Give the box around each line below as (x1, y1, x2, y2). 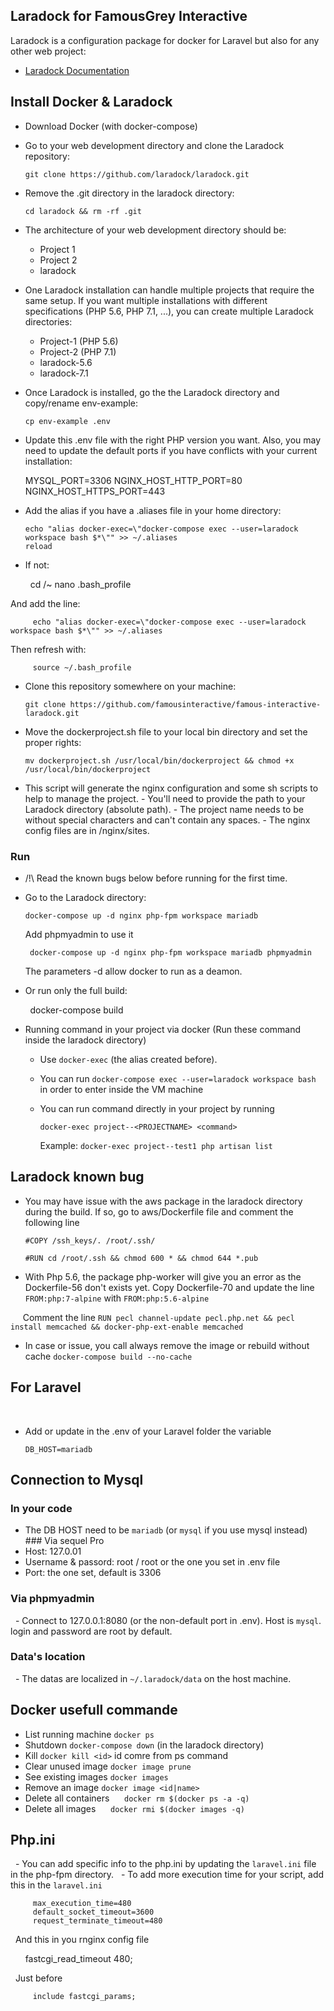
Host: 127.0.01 (24, 1545, 82, 1558)
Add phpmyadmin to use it (24, 928, 134, 940)
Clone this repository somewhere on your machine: (24, 680, 237, 692)
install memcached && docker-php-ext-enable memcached (10, 1322, 244, 1332)
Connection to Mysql (10, 1471, 144, 1488)
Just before (14, 1972, 63, 1984)
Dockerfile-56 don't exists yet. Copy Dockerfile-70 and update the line (24, 1281, 315, 1293)
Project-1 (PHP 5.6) (39, 335, 119, 347)
